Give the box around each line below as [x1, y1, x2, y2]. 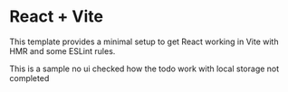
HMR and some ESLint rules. [9, 45, 116, 56]
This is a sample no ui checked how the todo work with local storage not [9, 63, 280, 74]
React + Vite [9, 6, 104, 27]
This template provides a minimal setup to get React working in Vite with [9, 36, 279, 47]
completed [9, 72, 50, 83]
